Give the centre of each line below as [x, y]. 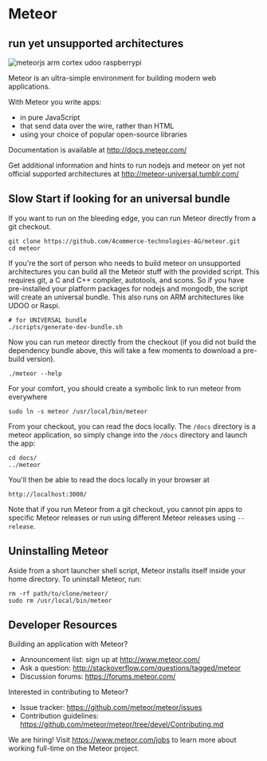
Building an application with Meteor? [68, 644]
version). [41, 359]
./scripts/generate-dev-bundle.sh [66, 327]
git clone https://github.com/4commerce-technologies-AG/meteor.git [124, 241]
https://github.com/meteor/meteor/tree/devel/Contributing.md [122, 724]
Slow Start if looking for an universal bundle [119, 199]
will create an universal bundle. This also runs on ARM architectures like [126, 297]
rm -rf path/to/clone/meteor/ [59, 593]
